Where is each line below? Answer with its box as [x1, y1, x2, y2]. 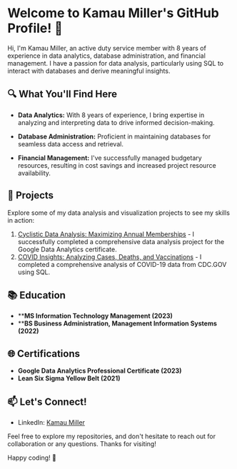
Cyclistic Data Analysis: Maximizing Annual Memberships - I [17, 230, 195, 238]
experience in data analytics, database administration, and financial [7, 51, 206, 60]
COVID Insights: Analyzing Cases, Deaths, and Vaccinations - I [17, 252, 202, 261]
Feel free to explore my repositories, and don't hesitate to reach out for [7, 432, 216, 440]
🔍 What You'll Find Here [7, 88, 118, 101]
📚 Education [7, 289, 66, 301]
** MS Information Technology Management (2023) [17, 312, 173, 321]
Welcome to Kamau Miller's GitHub [7, 5, 219, 21]
